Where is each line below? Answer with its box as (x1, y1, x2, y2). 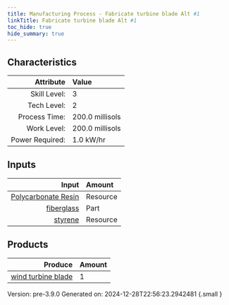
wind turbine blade (11, 271, 73, 281)
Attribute (35, 77, 66, 87)
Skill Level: (30, 89, 66, 99)
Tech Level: (27, 100, 66, 110)
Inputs (7, 159, 37, 171)
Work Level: (26, 124, 66, 133)
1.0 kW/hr (72, 135, 106, 145)
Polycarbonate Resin (11, 191, 80, 201)
